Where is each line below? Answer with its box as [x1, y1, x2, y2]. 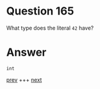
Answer [6, 45, 47, 59]
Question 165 [6, 4, 75, 18]
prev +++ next [6, 76, 42, 83]
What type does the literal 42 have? [6, 24, 94, 31]
